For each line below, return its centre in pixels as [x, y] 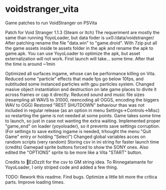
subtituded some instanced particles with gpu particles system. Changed [80, 84]
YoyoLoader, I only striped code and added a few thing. [61, 167]
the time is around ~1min [30, 64]
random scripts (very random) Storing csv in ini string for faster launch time [82, 142]
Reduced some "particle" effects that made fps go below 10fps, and [74, 79]
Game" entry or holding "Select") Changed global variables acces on [76, 137]
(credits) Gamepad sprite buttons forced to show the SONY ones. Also [77, 147]
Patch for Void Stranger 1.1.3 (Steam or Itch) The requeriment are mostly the [83, 32]
